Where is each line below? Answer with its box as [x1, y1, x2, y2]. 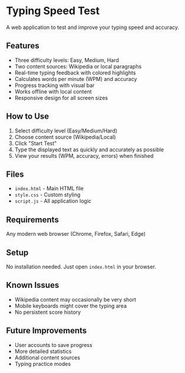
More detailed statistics [14, 348, 72, 355]
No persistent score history [14, 309, 81, 316]
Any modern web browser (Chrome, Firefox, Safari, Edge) [6, 231, 146, 238]
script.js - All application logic [14, 197, 92, 205]
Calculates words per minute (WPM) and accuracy [14, 75, 137, 82]
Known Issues [6, 280, 60, 290]
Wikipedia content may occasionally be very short [14, 296, 137, 303]
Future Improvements [6, 326, 87, 336]
